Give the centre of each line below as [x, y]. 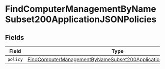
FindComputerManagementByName [81, 9]
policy [15, 59]
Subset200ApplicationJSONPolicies [81, 19]
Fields [15, 37]
